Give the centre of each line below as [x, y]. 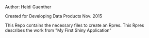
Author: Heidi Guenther [28, 7]
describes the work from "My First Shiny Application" [58, 30]
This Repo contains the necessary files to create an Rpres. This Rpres [74, 25]
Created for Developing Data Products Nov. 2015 [54, 16]
